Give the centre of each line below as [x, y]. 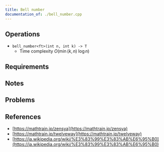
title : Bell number [25, 10]
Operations [23, 34]
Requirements [27, 67]
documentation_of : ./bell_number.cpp [44, 14]
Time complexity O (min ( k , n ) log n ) [54, 51]
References [23, 117]
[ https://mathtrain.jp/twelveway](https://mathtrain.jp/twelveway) [77, 134]
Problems [20, 100]
